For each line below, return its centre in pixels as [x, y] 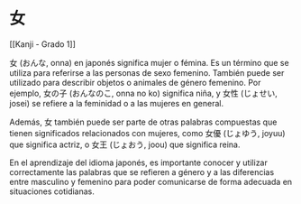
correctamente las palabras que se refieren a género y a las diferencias [142, 172]
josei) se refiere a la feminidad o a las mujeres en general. [116, 103]
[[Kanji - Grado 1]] [43, 44]
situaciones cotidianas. [52, 191]
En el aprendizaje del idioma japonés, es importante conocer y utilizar [139, 162]
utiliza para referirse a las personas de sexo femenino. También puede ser [147, 72]
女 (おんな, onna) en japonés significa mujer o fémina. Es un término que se [150, 62]
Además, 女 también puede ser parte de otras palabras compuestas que [143, 122]
